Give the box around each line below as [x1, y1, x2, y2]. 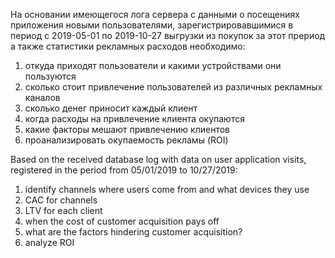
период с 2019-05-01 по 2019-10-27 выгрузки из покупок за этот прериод [10, 30, 326, 41]
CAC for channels [24, 194, 98, 206]
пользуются [24, 70, 77, 82]
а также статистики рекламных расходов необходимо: [10, 40, 246, 52]
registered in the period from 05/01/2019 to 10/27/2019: [10, 164, 238, 176]
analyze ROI [24, 237, 75, 248]
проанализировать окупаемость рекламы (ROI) [24, 134, 229, 146]
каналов [24, 92, 61, 103]
